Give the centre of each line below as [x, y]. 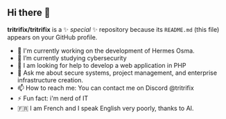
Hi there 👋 [29, 13]
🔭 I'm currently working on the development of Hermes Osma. [106, 51]
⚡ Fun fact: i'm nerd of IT [53, 98]
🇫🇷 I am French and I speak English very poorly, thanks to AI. [105, 108]
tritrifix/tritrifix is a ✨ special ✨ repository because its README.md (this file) [113, 29]
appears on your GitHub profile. [52, 37]
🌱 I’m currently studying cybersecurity [72, 58]
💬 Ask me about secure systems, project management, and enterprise [117, 73]
